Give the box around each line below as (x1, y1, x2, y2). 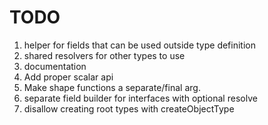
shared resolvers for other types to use (23, 49, 186, 61)
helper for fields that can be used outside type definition (23, 39, 256, 51)
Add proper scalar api (23, 71, 114, 83)
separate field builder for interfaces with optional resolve (23, 92, 258, 104)
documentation (23, 60, 87, 72)
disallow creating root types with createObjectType (23, 102, 235, 115)
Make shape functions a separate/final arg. (23, 81, 201, 93)
